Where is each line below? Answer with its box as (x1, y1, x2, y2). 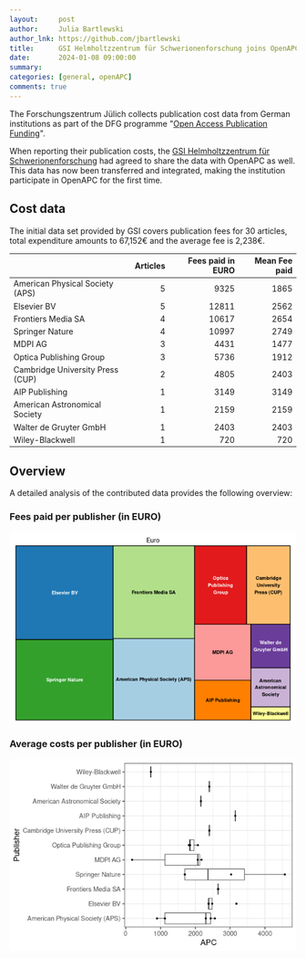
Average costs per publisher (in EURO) (9, 738, 183, 751)
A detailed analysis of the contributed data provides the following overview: (9, 488, 293, 499)
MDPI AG (13, 339, 47, 350)
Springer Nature (13, 326, 74, 337)
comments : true (9, 82, 67, 91)
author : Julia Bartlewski (9, 24, 125, 34)
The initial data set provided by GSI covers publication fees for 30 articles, (9, 225, 288, 237)
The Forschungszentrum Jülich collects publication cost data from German (9, 108, 291, 119)
